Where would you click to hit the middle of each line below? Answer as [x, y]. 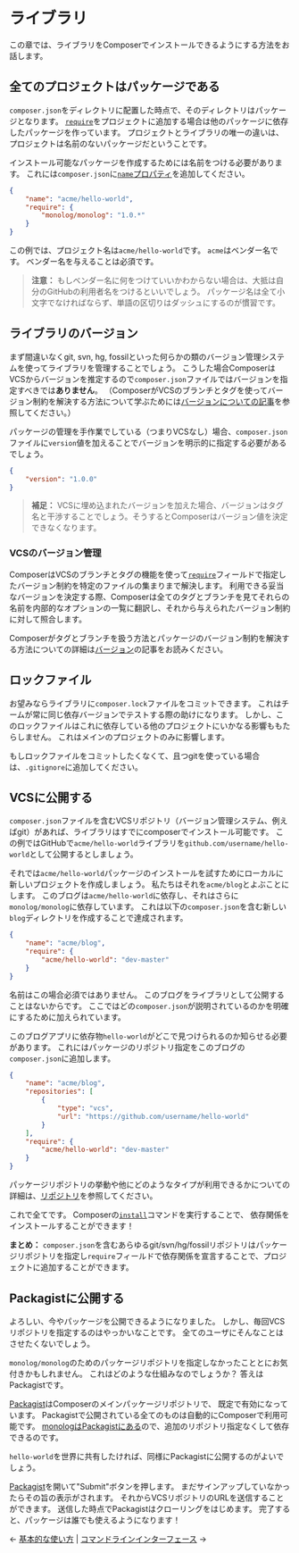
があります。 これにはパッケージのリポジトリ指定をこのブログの [127, 1047]
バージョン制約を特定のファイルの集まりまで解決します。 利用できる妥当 [150, 585]
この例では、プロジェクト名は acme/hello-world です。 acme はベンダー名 [140, 250]
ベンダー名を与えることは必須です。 [92, 261]
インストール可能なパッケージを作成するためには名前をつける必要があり [142, 163]
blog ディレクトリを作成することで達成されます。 [99, 918]
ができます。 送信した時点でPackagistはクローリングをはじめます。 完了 [142, 1508]
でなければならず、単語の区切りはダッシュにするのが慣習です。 [164, 303]
